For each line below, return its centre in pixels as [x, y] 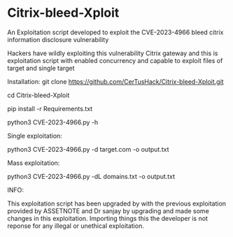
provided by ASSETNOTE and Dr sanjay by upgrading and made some [108, 210]
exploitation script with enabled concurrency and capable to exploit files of [115, 60]
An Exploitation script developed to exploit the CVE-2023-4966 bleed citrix [115, 32]
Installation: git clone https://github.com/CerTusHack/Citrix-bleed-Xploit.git [115, 81]
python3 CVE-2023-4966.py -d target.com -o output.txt [88, 149]
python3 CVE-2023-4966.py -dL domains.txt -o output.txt [91, 176]
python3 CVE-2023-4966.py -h [53, 122]
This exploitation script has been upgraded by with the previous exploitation [116, 203]
